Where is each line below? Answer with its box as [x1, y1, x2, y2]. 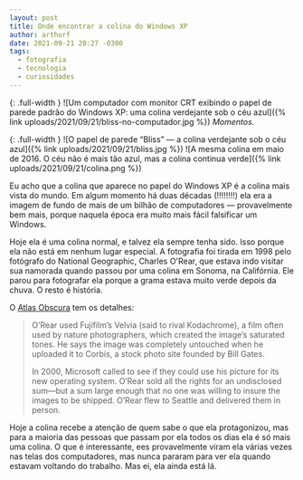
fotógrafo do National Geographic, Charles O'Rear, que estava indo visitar [9, 255, 284, 266]
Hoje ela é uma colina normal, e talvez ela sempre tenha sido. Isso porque [9, 236, 285, 247]
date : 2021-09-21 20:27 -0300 [9, 38, 124, 48]
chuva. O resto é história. [9, 284, 103, 295]
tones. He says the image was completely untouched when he [31, 339, 264, 350]
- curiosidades [17, 72, 75, 82]
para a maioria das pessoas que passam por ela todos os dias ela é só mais [9, 431, 291, 442]
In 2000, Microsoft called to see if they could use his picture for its [31, 366, 279, 377]
